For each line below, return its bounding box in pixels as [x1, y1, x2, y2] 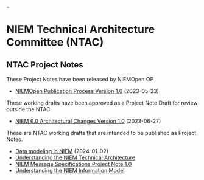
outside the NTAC [6, 106, 51, 113]
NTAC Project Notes [6, 60, 83, 70]
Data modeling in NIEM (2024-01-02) [15, 148, 108, 155]
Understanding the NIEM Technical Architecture [15, 154, 136, 161]
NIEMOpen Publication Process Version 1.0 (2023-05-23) [15, 88, 160, 95]
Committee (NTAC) [6, 35, 104, 49]
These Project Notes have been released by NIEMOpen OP [6, 76, 154, 83]
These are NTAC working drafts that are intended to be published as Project [6, 130, 197, 137]
